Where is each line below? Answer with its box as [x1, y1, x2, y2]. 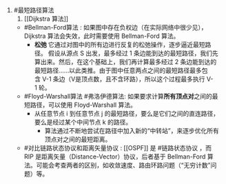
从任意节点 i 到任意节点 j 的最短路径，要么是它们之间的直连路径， [34, 110, 219, 117]
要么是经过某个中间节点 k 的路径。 [34, 118, 132, 126]
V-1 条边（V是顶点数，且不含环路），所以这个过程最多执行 [42, 75, 205, 83]
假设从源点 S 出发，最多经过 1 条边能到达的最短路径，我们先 [48, 49, 218, 57]
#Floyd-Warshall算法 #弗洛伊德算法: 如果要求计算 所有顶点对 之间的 [23, 92, 212, 100]
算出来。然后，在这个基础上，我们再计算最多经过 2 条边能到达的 [34, 58, 217, 65]
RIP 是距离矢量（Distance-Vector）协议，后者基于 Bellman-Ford [23, 152, 206, 161]
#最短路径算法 [13, 6, 54, 14]
